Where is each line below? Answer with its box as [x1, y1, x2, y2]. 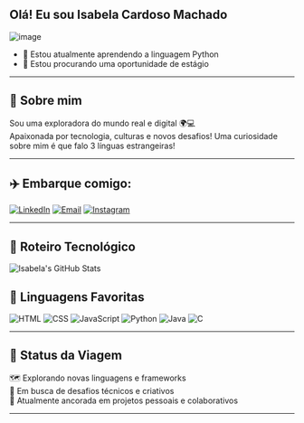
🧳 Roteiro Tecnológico [9, 239, 136, 254]
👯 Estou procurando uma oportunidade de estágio [22, 58, 210, 69]
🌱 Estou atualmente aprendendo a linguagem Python [22, 49, 219, 60]
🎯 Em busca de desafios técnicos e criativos [9, 385, 175, 396]
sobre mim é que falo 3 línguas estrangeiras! [9, 140, 176, 151]
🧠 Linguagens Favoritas [9, 289, 145, 305]
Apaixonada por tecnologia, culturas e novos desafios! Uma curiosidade [9, 130, 279, 141]
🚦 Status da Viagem [9, 348, 122, 363]
